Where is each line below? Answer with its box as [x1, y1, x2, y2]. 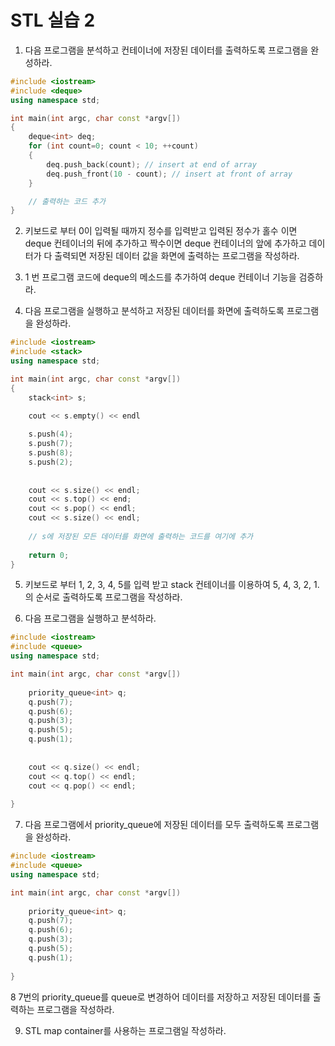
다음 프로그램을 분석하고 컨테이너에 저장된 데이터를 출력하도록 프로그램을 [24, 44, 309, 56]
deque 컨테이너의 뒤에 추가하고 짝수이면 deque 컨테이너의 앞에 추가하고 [24, 237, 307, 250]
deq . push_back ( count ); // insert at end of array [46, 159, 257, 170]
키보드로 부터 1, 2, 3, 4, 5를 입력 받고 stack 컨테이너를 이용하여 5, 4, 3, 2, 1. [24, 579, 320, 591]
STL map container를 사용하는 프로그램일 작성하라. [24, 1024, 227, 1036]
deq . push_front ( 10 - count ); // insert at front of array [46, 169, 293, 179]
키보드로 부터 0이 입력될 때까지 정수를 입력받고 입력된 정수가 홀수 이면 [24, 225, 298, 237]
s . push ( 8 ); [28, 448, 74, 458]
